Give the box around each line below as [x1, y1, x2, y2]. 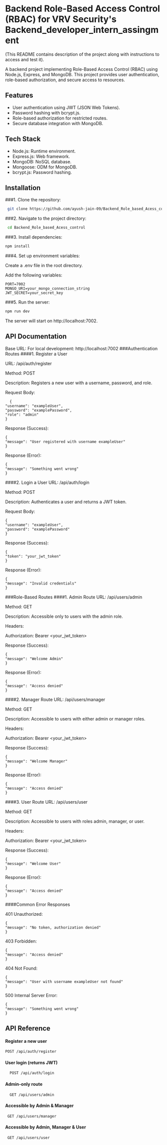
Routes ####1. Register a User [5, 351, 68, 357]
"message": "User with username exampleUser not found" [5, 979, 123, 984]
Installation [5, 183, 41, 192]
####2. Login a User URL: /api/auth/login [5, 479, 89, 485]
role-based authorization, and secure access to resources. [5, 77, 125, 83]
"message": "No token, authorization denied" [5, 925, 101, 930]
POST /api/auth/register [5, 1049, 57, 1054]
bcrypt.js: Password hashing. [12, 169, 72, 175]
